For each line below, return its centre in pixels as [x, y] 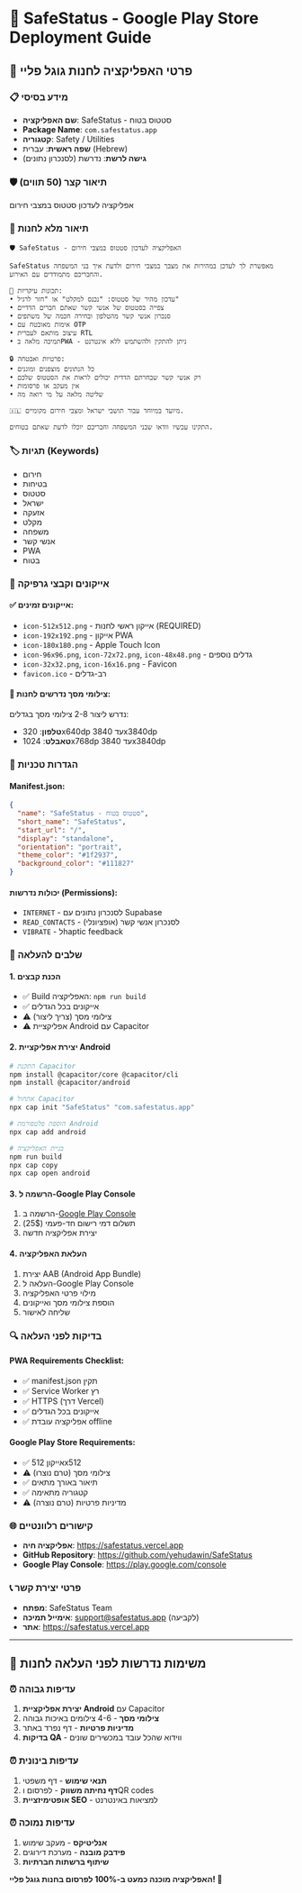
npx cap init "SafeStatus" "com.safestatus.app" [102, 1107]
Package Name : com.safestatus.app [89, 129]
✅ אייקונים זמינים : [41, 605]
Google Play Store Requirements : [73, 1443]
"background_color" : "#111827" [76, 864]
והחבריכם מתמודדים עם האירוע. [56, 275]
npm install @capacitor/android [70, 1083]
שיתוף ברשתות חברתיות [66, 1861]
